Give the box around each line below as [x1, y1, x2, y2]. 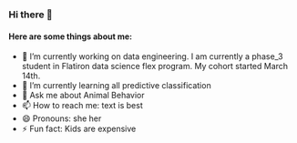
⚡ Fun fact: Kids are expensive [21, 123, 137, 135]
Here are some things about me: [8, 31, 133, 42]
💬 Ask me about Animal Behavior [21, 90, 145, 101]
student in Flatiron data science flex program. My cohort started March [21, 61, 289, 72]
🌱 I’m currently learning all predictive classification [21, 80, 211, 91]
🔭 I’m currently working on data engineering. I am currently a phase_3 [21, 51, 283, 62]
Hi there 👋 [8, 8, 54, 21]
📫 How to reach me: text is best [21, 100, 143, 111]
